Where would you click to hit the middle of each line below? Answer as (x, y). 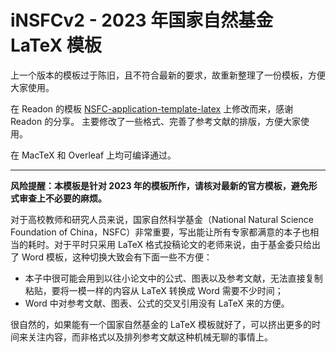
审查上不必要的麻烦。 (62, 198)
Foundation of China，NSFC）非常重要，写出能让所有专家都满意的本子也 (160, 232)
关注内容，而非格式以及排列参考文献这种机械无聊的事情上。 (150, 337)
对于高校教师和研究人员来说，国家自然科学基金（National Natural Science (162, 219)
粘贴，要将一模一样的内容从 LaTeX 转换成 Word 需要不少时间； (154, 290)
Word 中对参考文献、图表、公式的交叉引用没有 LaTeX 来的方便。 (157, 303)
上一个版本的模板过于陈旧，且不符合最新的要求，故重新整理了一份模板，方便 (168, 75)
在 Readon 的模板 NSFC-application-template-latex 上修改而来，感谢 (152, 108)
